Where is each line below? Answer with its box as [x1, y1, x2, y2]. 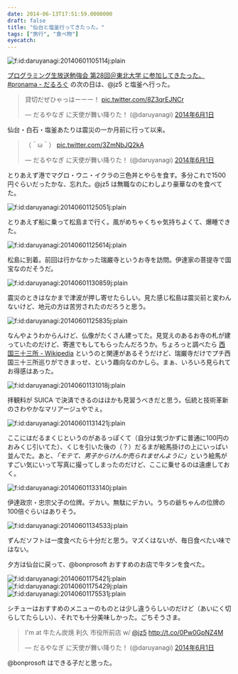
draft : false [7, 17, 46, 24]
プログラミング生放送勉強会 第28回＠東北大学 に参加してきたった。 [7, 71, 205, 80]
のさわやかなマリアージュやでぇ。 [7, 405, 107, 413]
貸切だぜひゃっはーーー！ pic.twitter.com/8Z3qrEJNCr [24, 95, 185, 104]
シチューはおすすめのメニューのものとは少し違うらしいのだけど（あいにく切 [7, 604, 232, 613]
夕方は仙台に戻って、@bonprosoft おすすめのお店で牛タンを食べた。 [7, 560, 209, 569]
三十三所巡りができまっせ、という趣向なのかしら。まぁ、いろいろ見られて [13, 358, 231, 367]
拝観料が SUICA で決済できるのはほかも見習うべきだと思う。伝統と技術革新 [7, 396, 229, 405]
